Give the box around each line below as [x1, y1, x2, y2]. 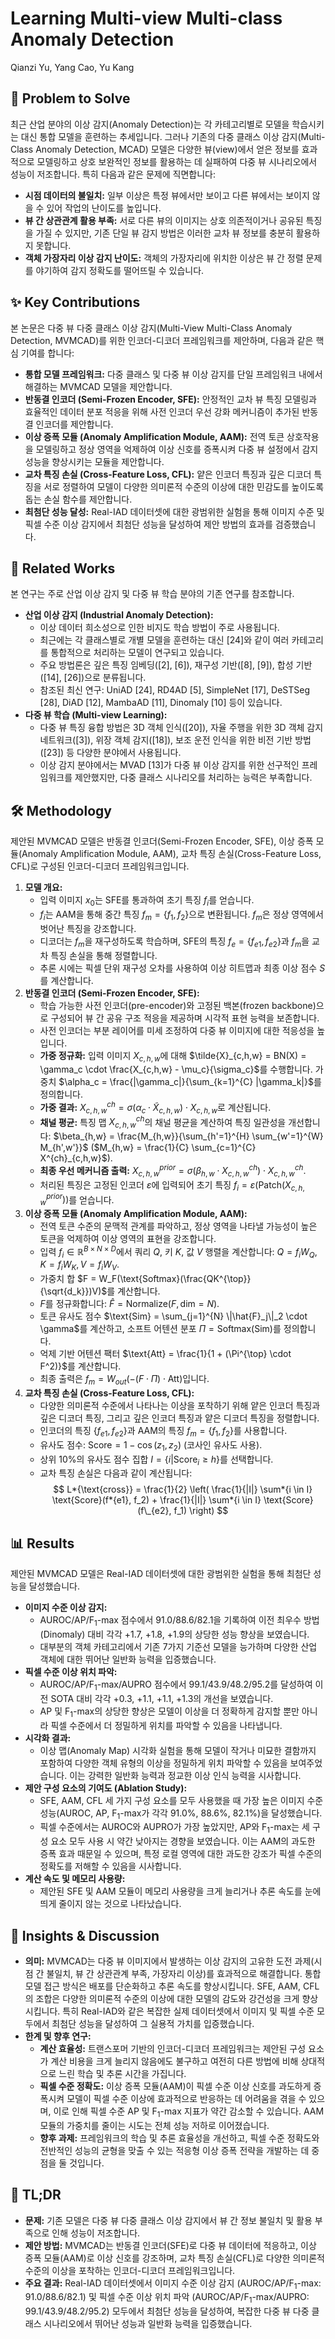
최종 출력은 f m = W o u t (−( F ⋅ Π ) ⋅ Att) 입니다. [39, 1373, 210, 1387]
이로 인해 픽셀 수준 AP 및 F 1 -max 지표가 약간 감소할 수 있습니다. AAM [53, 2105, 325, 2119]
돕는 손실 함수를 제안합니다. [24, 493, 133, 505]
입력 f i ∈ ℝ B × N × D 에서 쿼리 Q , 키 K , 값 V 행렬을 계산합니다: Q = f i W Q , [39, 1243, 318, 1260]
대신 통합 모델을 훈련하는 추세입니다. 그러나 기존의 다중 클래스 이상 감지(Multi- [20, 130, 326, 142]
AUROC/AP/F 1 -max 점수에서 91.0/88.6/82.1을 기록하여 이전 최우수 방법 [39, 1614, 320, 1629]
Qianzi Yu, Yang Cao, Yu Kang [10, 61, 135, 73]
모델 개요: [24, 882, 63, 894]
